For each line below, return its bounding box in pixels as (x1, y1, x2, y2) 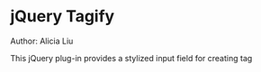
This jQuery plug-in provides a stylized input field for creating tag (10, 52, 253, 63)
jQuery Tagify (10, 6, 115, 27)
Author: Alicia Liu (10, 36, 74, 46)
